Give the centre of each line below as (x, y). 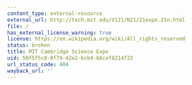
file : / (18, 26)
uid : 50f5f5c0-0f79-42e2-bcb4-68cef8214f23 (70, 58)
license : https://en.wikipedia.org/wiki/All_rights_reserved (96, 39)
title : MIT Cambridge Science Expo (58, 52)
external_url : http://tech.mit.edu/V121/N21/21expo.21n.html (96, 20)
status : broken (29, 45)
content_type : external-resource (55, 13)
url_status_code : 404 (38, 64)
